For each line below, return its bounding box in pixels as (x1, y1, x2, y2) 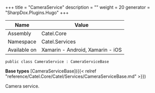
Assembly (8, 30, 32, 37)
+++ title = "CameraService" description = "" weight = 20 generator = (5, 5, 150, 10)
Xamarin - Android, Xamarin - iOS (41, 46, 122, 53)
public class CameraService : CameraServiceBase (5, 59, 109, 64)
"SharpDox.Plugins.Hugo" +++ (5, 10, 69, 16)
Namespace (8, 38, 37, 45)
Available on (8, 46, 37, 53)
